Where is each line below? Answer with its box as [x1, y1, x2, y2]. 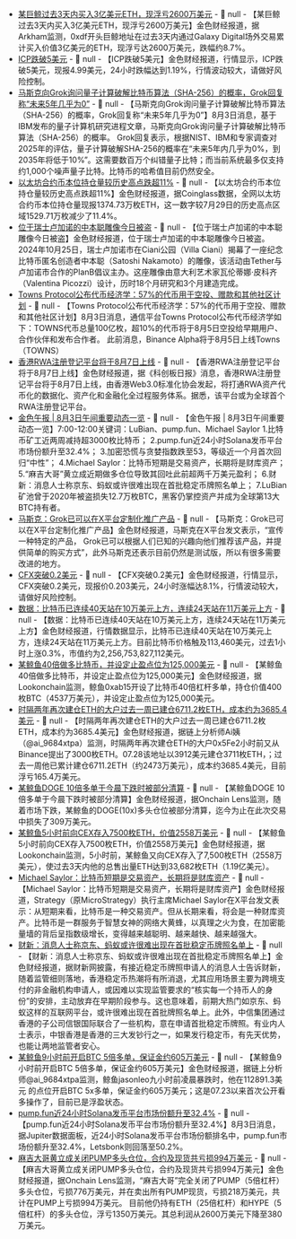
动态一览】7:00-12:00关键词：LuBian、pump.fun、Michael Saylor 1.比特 [17, 423, 284, 434]
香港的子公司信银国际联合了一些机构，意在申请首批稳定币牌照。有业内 [17, 1018, 278, 1028]
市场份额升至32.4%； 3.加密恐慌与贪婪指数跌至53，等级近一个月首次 [17, 446, 274, 457]
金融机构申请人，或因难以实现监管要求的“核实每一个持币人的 [41, 984, 266, 995]
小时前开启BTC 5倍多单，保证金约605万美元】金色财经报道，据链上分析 [17, 1063, 283, 1073]
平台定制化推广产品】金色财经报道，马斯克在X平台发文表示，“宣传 [39, 525, 284, 535]
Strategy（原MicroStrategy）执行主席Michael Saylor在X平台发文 [33, 894, 272, 905]
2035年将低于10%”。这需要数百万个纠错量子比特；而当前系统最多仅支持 [17, 154, 284, 165]
